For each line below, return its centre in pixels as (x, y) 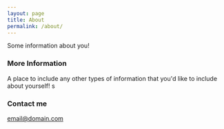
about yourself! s (31, 86)
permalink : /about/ (35, 26)
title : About (26, 20)
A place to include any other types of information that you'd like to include (112, 78)
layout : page (26, 13)
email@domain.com (35, 118)
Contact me (27, 104)
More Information (37, 64)
